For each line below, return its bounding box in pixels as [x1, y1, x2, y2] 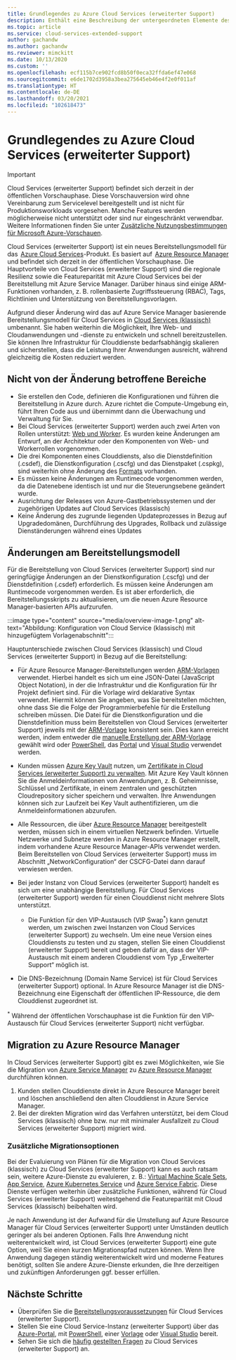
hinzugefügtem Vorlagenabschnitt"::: [7, 631, 114, 640]
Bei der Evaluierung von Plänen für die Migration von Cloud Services [7, 1157, 206, 1165]
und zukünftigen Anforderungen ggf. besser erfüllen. [7, 1268, 160, 1276]
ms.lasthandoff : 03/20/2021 [7, 96, 90, 103]
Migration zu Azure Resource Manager [7, 1040, 181, 1051]
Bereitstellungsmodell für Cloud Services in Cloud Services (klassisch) [7, 316, 211, 324]
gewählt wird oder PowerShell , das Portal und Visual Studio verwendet [17, 741, 223, 749]
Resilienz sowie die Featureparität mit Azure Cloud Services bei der [7, 272, 202, 280]
